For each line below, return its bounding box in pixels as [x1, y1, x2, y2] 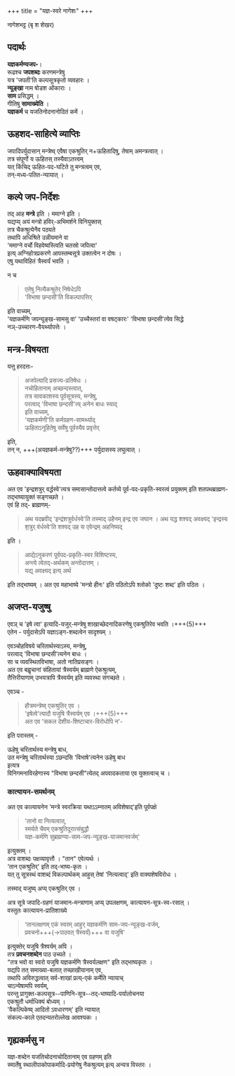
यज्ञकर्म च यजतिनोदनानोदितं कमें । [7, 107, 84, 116]
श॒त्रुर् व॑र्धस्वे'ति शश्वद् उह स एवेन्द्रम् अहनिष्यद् [24, 523, 123, 531]
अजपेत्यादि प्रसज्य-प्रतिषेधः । [24, 376, 88, 385]
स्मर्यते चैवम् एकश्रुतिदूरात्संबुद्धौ [24, 825, 89, 833]
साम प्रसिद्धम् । [7, 91, 40, 100]
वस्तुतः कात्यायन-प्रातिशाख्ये [7, 906, 67, 915]
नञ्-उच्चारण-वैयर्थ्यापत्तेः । [7, 323, 67, 331]
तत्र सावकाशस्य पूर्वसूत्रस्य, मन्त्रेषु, [24, 392, 98, 401]
